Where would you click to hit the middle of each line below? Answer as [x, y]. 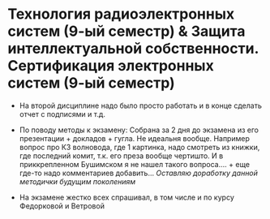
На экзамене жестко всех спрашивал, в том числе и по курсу [126, 197]
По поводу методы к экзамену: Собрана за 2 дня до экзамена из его [139, 130]
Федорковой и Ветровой [62, 206]
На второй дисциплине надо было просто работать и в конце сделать [141, 105]
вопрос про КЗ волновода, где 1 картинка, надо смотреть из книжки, [139, 147]
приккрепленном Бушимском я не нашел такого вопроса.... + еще [135, 164]
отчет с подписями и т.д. [62, 114]
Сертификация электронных [111, 66]
